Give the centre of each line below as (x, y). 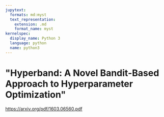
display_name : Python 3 (35, 39)
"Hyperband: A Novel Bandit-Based (82, 73)
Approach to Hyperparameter (69, 84)
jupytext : (16, 10)
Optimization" (36, 94)
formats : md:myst (28, 15)
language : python (28, 43)
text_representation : (33, 19)
